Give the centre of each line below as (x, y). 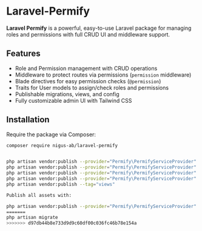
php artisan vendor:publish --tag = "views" (61, 184)
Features (23, 54)
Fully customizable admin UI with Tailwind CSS (73, 100)
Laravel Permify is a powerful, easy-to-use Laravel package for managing (99, 28)
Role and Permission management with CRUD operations (86, 68)
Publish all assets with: (39, 195)
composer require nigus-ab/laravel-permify (62, 145)
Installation (28, 120)
